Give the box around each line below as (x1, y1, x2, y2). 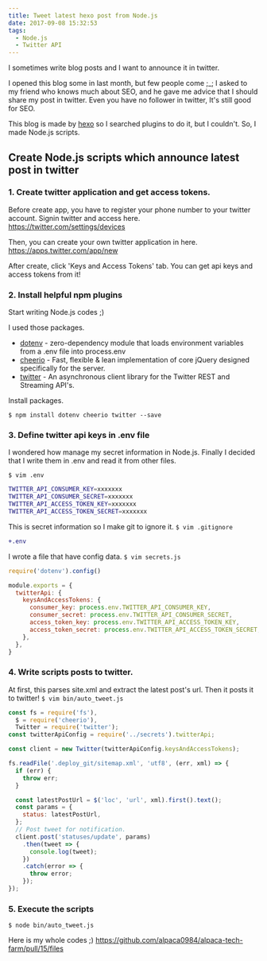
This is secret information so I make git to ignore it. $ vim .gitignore (8, 521, 233, 531)
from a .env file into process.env (19, 347, 126, 356)
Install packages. (8, 396, 64, 405)
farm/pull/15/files (8, 944, 64, 954)
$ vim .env (8, 471, 44, 479)
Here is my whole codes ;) (8, 936, 94, 945)
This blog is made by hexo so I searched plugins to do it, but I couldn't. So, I (8, 119, 257, 129)
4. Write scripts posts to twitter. (8, 667, 133, 678)
